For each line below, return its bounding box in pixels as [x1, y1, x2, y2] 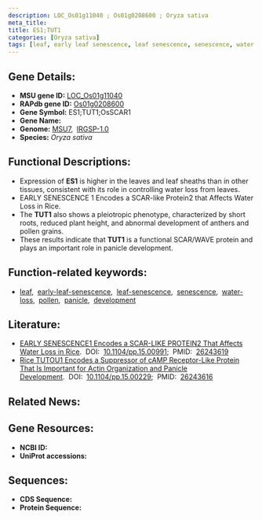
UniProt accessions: [19, 451, 88, 460]
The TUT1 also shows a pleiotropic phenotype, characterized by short [19, 209, 246, 219]
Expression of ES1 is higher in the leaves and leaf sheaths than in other [19, 176, 249, 186]
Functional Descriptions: [8, 155, 131, 169]
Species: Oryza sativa [19, 132, 93, 142]
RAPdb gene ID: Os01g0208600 [19, 99, 124, 109]
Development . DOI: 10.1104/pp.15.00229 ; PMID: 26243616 [19, 372, 213, 382]
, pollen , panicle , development [32, 295, 136, 304]
